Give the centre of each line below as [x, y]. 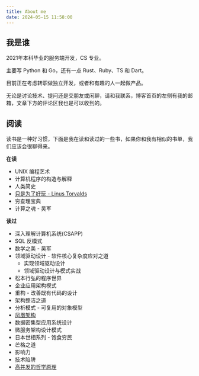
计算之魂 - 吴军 [33, 208]
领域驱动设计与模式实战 [52, 271]
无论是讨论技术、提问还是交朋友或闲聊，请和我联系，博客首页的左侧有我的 [97, 96]
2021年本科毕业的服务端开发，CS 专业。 [55, 58]
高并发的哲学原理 [36, 367]
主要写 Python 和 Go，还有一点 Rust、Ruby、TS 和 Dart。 [76, 70]
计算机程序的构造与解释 [43, 179]
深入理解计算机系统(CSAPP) [49, 234]
